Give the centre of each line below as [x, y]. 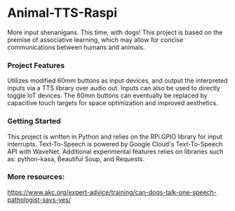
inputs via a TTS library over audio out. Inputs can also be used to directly [114, 88]
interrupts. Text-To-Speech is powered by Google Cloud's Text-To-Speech [115, 144]
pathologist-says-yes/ [39, 199]
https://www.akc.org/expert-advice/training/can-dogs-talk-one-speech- [112, 192]
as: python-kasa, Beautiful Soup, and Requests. [76, 158]
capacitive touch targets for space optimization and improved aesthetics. [113, 103]
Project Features [36, 65]
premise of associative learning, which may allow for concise [95, 39]
